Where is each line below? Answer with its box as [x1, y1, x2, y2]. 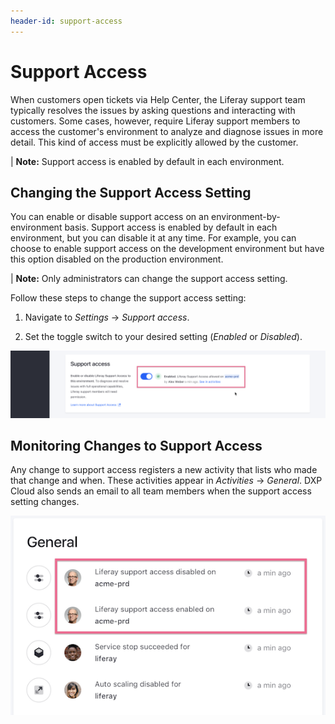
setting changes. [10, 496, 80, 508]
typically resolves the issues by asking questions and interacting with [10, 104, 296, 116]
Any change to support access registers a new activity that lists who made [10, 464, 318, 476]
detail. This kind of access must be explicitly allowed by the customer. [10, 136, 299, 148]
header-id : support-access [10, 16, 123, 26]
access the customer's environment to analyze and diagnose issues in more [10, 125, 324, 137]
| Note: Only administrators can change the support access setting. [10, 273, 288, 285]
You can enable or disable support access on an [10, 211, 210, 223]
